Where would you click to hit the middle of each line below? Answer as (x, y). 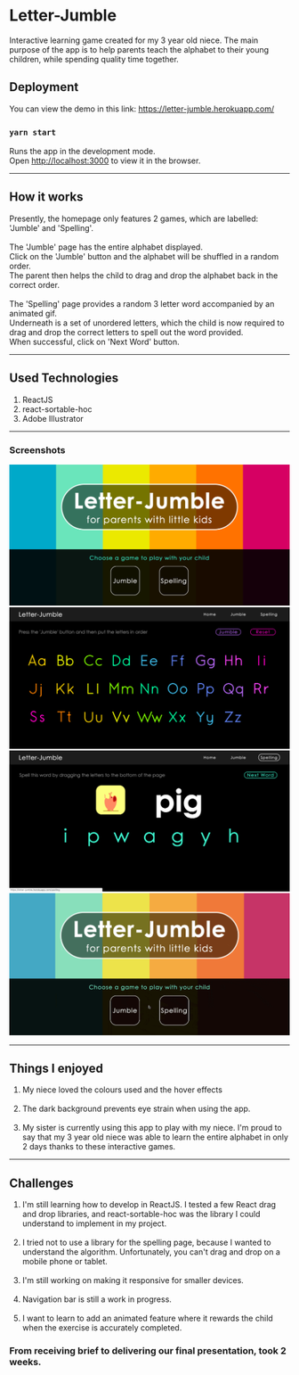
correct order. (35, 284)
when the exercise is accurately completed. (102, 1328)
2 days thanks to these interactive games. (99, 1147)
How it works (46, 197)
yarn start (32, 132)
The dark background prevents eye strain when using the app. (136, 1109)
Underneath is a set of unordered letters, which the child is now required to (147, 323)
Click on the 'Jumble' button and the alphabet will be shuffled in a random (144, 256)
